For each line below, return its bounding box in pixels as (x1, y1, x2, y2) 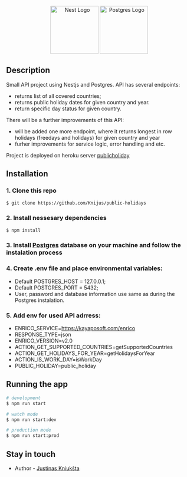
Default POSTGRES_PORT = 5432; (14, 284, 99, 291)
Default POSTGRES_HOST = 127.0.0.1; (14, 278, 106, 285)
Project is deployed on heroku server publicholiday (6, 152, 130, 159)
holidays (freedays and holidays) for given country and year (14, 134, 160, 141)
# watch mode (6, 411, 38, 417)
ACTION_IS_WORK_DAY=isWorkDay (14, 356, 102, 363)
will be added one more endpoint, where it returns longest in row (14, 127, 172, 135)
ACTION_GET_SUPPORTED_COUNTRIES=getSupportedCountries (14, 344, 173, 351)
